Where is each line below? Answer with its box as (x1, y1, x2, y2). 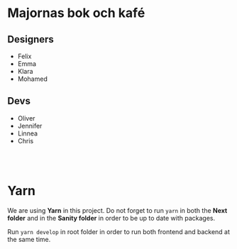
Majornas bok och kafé (7, 5, 145, 21)
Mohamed (17, 74, 48, 83)
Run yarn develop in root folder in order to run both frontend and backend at (7, 227, 231, 236)
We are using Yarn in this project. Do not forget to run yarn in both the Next (7, 206, 228, 214)
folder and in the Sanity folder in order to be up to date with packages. (7, 214, 215, 222)
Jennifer (17, 121, 43, 130)
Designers (7, 33, 55, 45)
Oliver (17, 114, 35, 122)
